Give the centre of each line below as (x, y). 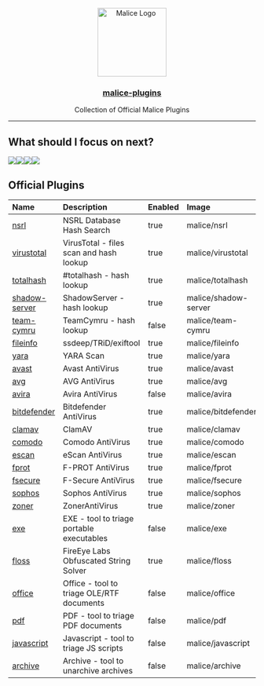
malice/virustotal (218, 253)
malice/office (211, 593)
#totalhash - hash (96, 275)
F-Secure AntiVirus (99, 480)
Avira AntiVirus (90, 394)
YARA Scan (83, 356)
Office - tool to (90, 583)
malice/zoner (211, 505)
